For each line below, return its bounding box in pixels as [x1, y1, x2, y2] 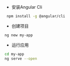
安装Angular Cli [11, 4, 42, 10]
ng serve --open [4, 56, 37, 61]
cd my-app [4, 52, 25, 56]
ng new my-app [4, 33, 33, 38]
